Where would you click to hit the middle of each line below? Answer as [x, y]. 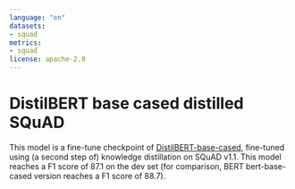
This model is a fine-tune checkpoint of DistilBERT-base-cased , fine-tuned [147, 147]
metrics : [25, 43]
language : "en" [38, 17]
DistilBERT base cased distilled [126, 103]
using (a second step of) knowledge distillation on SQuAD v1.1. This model [145, 157]
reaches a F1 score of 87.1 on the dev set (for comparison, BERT [126, 166]
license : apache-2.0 [48, 59]
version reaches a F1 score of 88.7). [100, 176]
